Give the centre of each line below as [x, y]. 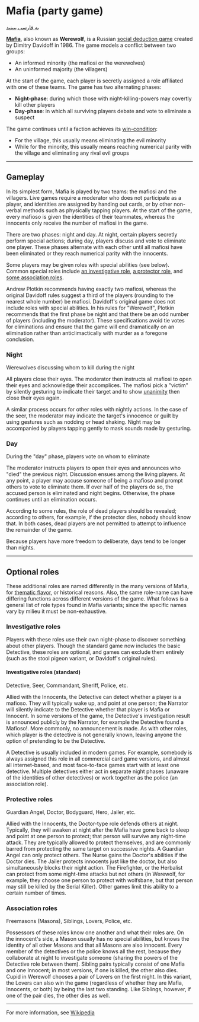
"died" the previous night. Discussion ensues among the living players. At [96, 474]
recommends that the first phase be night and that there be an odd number [98, 314]
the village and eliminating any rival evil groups [72, 153]
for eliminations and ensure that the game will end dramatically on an [90, 327]
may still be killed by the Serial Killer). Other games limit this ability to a [92, 886]
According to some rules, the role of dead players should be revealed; [91, 511]
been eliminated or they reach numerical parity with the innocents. [87, 253]
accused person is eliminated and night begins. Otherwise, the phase [91, 493]
